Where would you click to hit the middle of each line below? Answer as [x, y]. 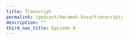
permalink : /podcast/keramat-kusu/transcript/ [65, 17]
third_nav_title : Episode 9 [41, 28]
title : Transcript [29, 11]
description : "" [26, 22]
